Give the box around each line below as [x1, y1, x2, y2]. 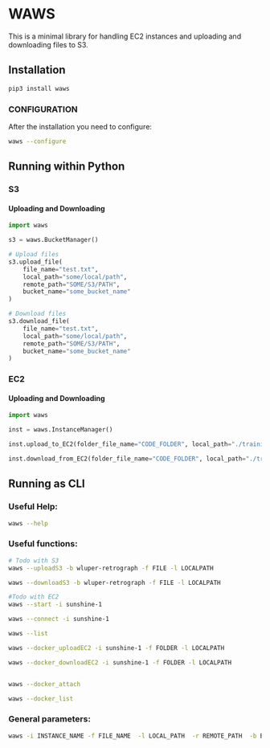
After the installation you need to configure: [8, 121, 153, 131]
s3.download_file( [8, 317, 70, 325]
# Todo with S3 [8, 556, 59, 565]
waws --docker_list [8, 694, 74, 703]
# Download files [8, 310, 67, 318]
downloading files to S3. [8, 39, 88, 49]
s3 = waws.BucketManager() [8, 236, 99, 244]
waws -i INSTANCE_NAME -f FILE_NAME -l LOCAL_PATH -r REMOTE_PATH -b [8, 732, 257, 740]
